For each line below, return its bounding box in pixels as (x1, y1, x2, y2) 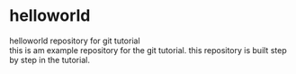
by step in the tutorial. (9, 54, 90, 65)
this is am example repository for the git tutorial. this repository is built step (9, 44, 287, 55)
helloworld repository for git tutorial (9, 35, 141, 46)
